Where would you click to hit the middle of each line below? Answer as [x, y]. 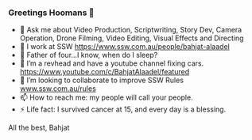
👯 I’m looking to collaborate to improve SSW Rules [102, 80]
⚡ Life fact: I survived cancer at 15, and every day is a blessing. [123, 109]
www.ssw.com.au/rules [58, 89]
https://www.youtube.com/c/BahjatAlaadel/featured [104, 72]
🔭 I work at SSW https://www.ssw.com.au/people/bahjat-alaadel [125, 47]
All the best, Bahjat [39, 128]
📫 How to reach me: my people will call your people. [106, 97]
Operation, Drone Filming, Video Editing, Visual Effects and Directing [132, 38]
